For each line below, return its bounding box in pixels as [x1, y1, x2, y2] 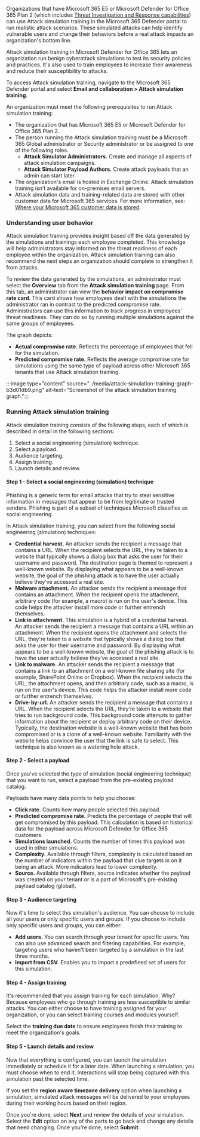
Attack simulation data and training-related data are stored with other [14, 191, 185, 198]
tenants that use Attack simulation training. [14, 369, 121, 376]
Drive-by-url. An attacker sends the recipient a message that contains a [14, 698, 193, 706]
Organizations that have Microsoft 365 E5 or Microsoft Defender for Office [6, 5, 189, 12]
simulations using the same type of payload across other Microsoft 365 [14, 362, 191, 369]
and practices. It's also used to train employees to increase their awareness [6, 61, 192, 68]
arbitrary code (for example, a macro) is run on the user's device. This [14, 597, 188, 604]
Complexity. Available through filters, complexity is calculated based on [14, 851, 193, 857]
